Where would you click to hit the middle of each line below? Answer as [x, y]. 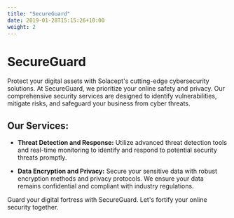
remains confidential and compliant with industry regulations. [105, 186]
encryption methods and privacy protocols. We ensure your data [111, 179]
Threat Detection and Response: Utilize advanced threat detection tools [122, 143]
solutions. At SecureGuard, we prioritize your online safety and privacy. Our [116, 89]
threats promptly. [42, 158]
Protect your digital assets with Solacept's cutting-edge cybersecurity [108, 81]
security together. [33, 207]
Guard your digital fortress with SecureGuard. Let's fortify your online [108, 200]
